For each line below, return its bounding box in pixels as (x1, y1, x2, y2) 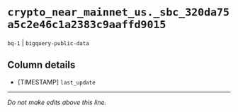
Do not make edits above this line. (7, 98, 107, 106)
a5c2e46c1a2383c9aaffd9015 (7, 18, 166, 32)
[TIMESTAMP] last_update (17, 77, 96, 86)
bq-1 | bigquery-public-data (7, 38, 90, 47)
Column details (7, 59, 76, 71)
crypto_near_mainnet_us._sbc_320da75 (7, 6, 230, 19)
